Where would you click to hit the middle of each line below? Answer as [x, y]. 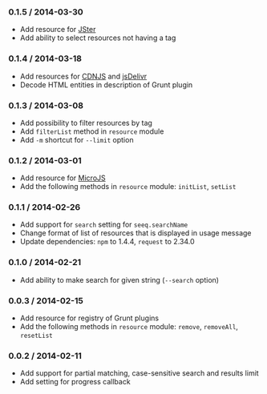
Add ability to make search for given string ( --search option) [119, 279]
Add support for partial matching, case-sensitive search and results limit [139, 373]
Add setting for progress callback [75, 382]
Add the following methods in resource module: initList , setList [128, 187]
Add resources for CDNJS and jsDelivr [83, 76]
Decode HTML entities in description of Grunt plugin [106, 84]
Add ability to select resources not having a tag [98, 38]
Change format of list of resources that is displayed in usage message [136, 233]
